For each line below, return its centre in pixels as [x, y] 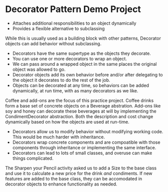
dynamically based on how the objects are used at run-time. [67, 122]
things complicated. [33, 158]
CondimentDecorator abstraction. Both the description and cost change [79, 116]
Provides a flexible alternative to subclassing [59, 28]
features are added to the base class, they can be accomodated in [74, 178]
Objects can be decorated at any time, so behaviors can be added [81, 85]
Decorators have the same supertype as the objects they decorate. [82, 53]
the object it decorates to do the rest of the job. [61, 80]
